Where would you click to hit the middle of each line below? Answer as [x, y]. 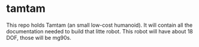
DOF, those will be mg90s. [39, 37]
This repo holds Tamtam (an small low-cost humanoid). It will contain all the [99, 25]
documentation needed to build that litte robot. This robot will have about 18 [99, 31]
